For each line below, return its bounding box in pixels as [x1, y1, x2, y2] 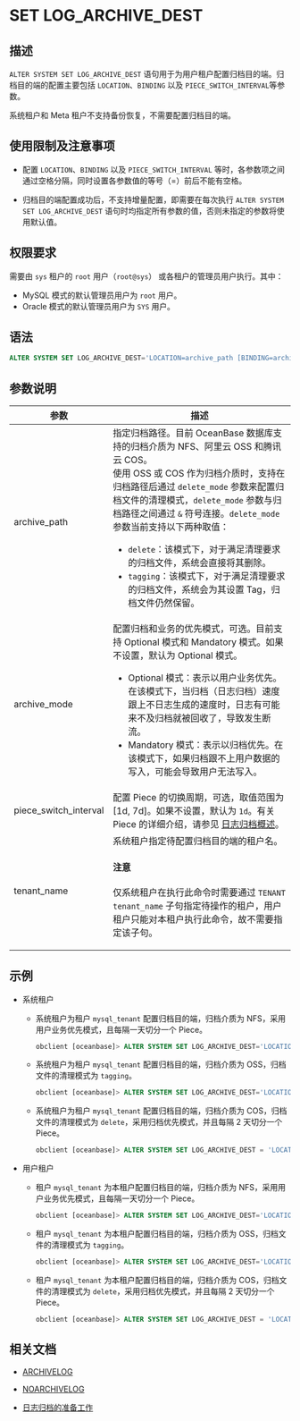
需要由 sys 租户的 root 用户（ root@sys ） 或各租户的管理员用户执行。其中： [9, 270, 284, 282]
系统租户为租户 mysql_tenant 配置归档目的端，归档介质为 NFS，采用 [35, 1012, 287, 1024]
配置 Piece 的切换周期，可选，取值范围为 [112, 791, 284, 804]
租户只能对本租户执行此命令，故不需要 [112, 913, 274, 926]
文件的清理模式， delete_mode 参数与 [121, 494, 273, 506]
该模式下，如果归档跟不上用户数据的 [128, 752, 280, 765]
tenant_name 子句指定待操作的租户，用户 [112, 900, 282, 912]
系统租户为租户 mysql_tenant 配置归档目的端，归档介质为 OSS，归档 [35, 1059, 287, 1070]
